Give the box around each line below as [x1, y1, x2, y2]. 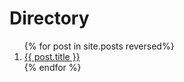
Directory [9, 7, 90, 30]
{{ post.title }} [23, 50, 81, 62]
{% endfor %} [23, 61, 82, 73]
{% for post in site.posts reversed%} [23, 40, 175, 52]
